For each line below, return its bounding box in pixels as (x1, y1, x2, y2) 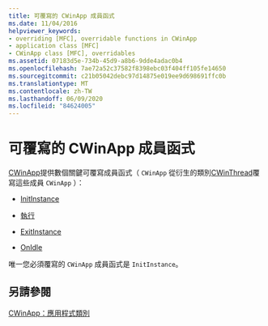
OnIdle (19, 243, 43, 252)
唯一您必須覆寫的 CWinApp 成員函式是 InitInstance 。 (8, 260, 183, 269)
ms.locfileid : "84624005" (8, 102, 96, 110)
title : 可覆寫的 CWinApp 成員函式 (8, 11, 115, 20)
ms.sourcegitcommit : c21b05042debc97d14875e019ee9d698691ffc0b (8, 72, 227, 80)
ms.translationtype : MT (8, 79, 89, 87)
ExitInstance (19, 227, 62, 237)
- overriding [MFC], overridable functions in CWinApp (8, 34, 198, 43)
